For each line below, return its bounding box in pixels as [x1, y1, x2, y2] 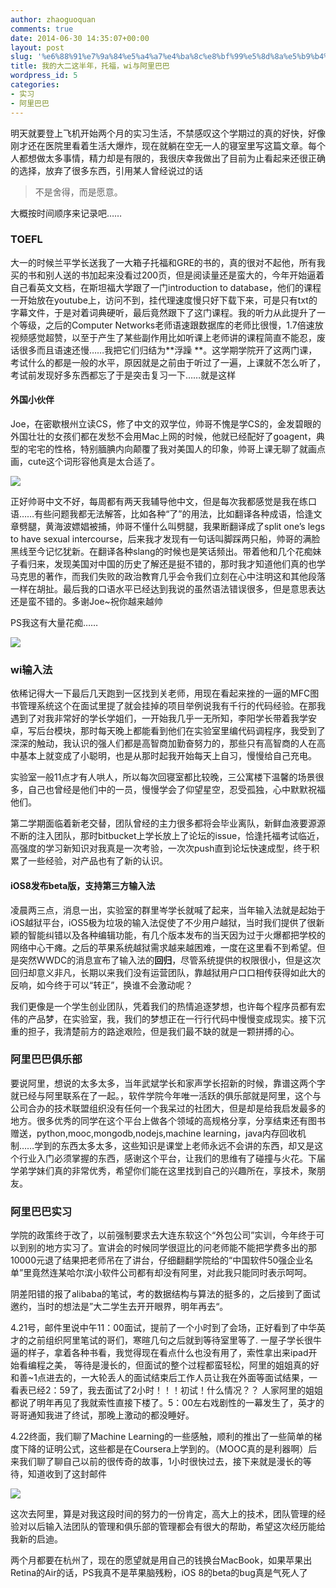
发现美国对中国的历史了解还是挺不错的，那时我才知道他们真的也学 [53, 558, 326, 570]
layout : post [10, 42, 65, 53]
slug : [10, 52, 33, 62]
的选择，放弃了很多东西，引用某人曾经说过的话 [10, 164, 203, 176]
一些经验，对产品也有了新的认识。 [27, 855, 168, 867]
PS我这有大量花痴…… [10, 617, 99, 628]
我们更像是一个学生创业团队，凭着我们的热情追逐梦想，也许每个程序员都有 [10, 1000, 317, 1012]
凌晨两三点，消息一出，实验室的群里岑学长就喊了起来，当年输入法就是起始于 [10, 904, 326, 916]
